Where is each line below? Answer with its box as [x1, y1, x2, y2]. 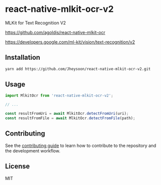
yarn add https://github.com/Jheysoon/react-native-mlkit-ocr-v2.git [5, 66, 151, 71]
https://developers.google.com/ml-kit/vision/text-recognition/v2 [5, 39, 135, 45]
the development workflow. [5, 147, 61, 154]
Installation [5, 53, 40, 62]
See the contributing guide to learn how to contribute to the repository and [5, 142, 157, 148]
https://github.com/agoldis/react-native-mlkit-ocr [5, 29, 105, 35]
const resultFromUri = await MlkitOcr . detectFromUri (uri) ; [5, 111, 129, 116]
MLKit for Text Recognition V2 [5, 20, 66, 26]
